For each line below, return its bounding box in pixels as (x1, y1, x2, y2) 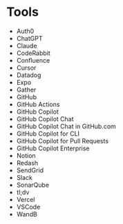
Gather (16, 85, 37, 94)
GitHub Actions (16, 100, 60, 108)
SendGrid (16, 166, 44, 174)
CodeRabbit (16, 49, 51, 57)
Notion (16, 151, 36, 159)
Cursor (16, 63, 37, 72)
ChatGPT (16, 34, 43, 42)
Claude (16, 41, 37, 50)
